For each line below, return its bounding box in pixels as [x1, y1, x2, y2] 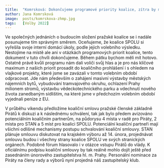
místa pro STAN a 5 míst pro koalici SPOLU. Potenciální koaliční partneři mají [5, 121, 159, 127]
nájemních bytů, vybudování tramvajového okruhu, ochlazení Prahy [5, 81, 141, 87]
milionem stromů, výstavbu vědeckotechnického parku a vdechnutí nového [5, 86, 156, 92]
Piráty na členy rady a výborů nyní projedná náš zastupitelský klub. [5, 157, 140, 163]
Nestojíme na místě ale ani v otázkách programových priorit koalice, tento [5, 50, 153, 56]
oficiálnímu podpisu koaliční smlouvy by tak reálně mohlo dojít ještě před [5, 147, 151, 153]
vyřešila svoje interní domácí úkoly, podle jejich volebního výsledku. [5, 44, 142, 50]
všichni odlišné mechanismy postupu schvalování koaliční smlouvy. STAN [5, 126, 153, 132]
